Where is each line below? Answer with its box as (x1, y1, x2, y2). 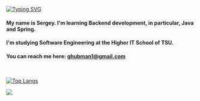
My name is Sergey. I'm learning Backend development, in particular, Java (6, 19, 194, 26)
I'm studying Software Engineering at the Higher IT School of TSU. (6, 39, 174, 46)
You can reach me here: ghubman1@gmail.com (6, 52, 126, 59)
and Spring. (6, 26, 36, 33)
